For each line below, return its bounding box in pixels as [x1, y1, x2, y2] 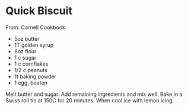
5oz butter [14, 35, 40, 42]
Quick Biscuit [5, 4, 72, 18]
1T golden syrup [14, 41, 54, 48]
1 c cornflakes [14, 60, 49, 67]
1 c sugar [14, 54, 37, 61]
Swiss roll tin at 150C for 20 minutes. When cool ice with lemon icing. [5, 96, 174, 104]
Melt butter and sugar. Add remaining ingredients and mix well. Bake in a [5, 90, 183, 98]
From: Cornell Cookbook [5, 24, 66, 31]
